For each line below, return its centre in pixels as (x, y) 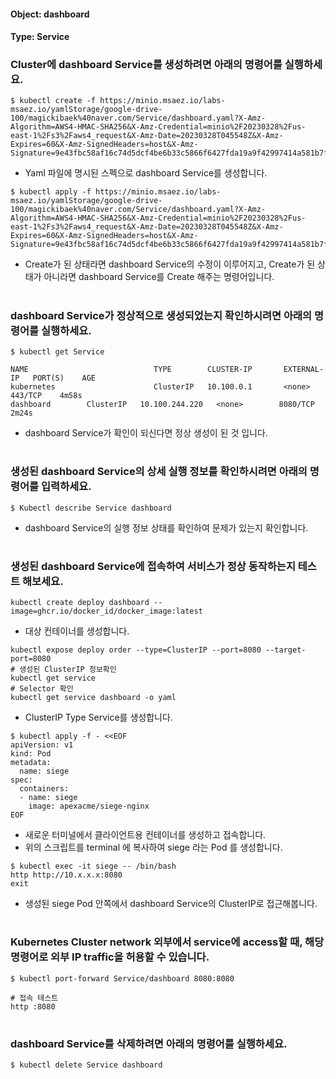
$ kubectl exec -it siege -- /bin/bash (93, 866)
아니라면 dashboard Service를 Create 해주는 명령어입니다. (159, 277)
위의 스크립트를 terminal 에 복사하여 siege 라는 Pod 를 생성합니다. (153, 847)
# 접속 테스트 (34, 998)
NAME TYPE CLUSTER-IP (131, 370)
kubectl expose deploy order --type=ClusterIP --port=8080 (136, 650)
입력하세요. (66, 487)
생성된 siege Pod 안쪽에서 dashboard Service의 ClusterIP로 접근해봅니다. (171, 904)
